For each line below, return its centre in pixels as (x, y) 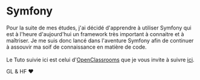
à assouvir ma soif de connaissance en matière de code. (76, 47)
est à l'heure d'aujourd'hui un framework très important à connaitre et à (95, 34)
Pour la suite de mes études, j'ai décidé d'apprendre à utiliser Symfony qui (99, 28)
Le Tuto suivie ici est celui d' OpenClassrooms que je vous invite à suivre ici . (100, 60)
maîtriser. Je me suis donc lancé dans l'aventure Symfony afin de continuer (100, 40)
